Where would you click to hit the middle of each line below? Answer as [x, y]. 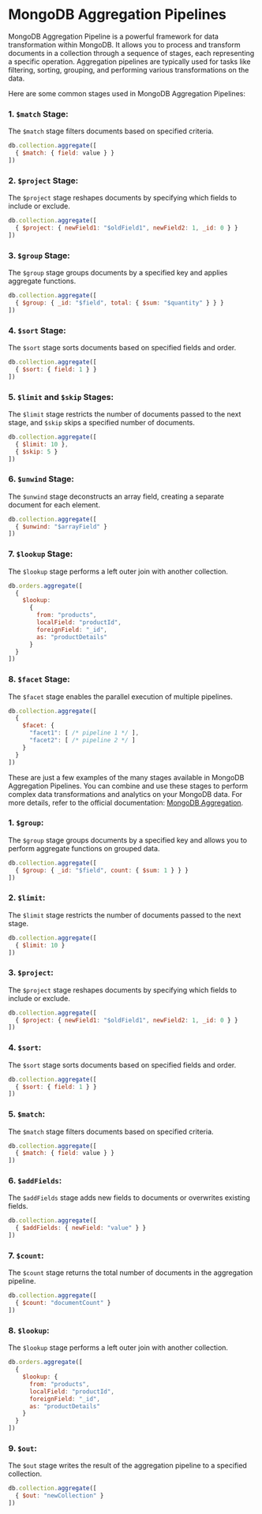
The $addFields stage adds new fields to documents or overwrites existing [129, 1198]
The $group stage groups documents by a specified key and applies [118, 273]
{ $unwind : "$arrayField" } [62, 526]
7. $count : [26, 1256]
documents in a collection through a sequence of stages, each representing [131, 53]
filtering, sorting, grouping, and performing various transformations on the [129, 69]
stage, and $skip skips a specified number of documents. [101, 422]
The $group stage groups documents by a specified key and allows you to [127, 840]
